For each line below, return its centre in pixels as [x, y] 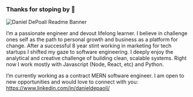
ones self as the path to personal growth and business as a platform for [92, 40]
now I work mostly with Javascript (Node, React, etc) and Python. [85, 64]
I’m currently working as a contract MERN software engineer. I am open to [95, 76]
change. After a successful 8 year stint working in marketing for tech [89, 46]
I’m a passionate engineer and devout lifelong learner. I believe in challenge [97, 33]
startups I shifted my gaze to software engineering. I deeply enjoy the [90, 52]
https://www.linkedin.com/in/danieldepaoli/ [58, 88]
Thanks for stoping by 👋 [41, 9]
